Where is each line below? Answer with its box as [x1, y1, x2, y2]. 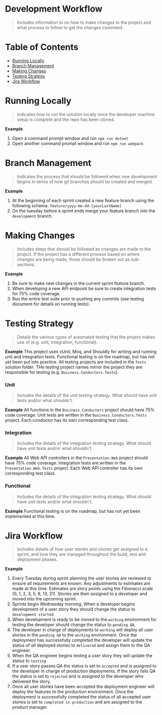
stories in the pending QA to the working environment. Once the [12, 632, 137, 638]
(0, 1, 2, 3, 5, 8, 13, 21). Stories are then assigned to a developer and [12, 591, 147, 597]
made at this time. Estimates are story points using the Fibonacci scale [12, 586, 153, 592]
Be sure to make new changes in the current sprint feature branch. [12, 280, 146, 286]
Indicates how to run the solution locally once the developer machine [16, 111, 155, 117]
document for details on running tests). [12, 301, 90, 307]
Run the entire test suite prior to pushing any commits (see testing [12, 296, 144, 301]
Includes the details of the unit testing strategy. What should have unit [16, 392, 157, 398]
